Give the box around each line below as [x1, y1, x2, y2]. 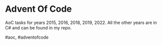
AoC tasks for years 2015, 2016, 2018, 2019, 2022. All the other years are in [5, 20, 157, 25]
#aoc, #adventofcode [5, 34, 49, 40]
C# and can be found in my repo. [5, 24, 72, 30]
